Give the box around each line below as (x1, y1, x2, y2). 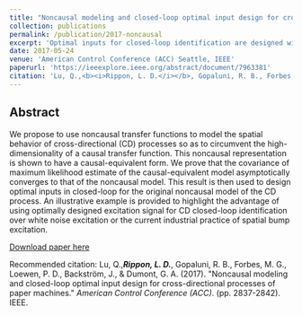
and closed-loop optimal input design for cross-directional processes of (9, 277, 276, 288)
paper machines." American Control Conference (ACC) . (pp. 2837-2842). (9, 287, 281, 298)
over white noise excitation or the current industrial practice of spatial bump (9, 214, 290, 225)
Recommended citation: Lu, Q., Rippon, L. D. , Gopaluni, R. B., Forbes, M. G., (9, 258, 288, 269)
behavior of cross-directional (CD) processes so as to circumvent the (9, 138, 266, 149)
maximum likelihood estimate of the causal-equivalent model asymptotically (9, 167, 290, 178)
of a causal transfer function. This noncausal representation (65, 147, 288, 158)
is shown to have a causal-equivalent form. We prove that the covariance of (9, 157, 290, 168)
